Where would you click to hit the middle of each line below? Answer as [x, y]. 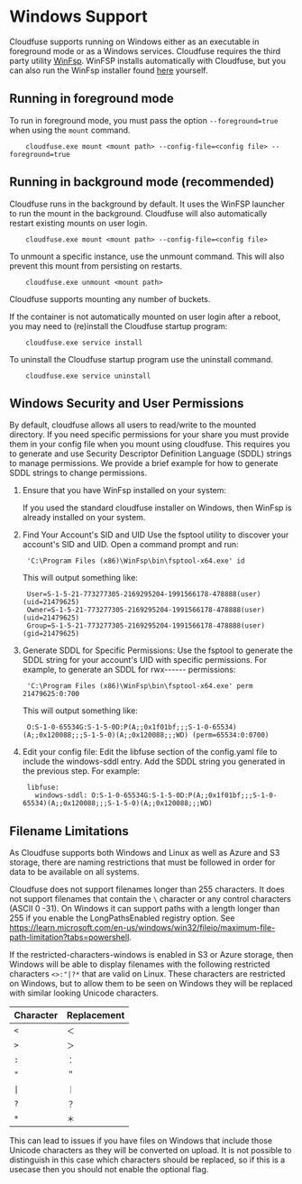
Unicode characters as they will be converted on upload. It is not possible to [151, 1151]
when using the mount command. [70, 130]
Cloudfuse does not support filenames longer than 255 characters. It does [147, 889]
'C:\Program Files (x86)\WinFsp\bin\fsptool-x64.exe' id [136, 561]
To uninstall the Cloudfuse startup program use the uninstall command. [141, 359]
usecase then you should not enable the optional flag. [109, 1170]
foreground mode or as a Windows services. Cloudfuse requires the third [145, 50]
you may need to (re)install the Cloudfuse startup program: [119, 326]
